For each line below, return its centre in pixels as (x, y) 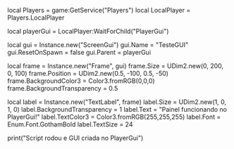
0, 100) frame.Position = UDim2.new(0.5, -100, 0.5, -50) (88, 73)
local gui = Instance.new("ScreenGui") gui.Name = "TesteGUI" (98, 45)
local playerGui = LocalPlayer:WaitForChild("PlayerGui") (88, 31)
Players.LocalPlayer (36, 18)
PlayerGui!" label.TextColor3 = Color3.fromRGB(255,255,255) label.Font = (114, 117)
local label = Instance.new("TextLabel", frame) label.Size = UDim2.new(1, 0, (117, 102)
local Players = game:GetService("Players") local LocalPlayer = (99, 10)
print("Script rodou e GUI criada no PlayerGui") (75, 138)
